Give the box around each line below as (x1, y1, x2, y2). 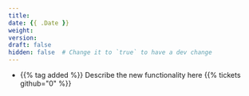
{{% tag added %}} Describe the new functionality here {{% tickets (19, 71, 241, 79)
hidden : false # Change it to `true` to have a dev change (8, 48, 213, 56)
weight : (8, 26, 34, 34)
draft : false (8, 41, 52, 49)
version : (8, 33, 38, 42)
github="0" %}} (19, 79, 72, 88)
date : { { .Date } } (8, 19, 69, 27)
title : (8, 11, 30, 20)
